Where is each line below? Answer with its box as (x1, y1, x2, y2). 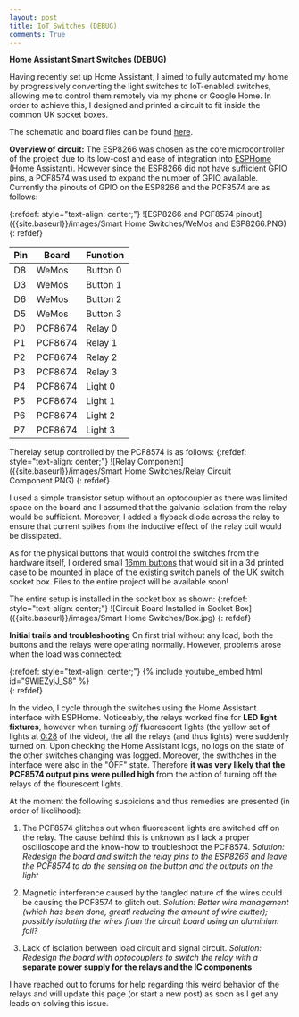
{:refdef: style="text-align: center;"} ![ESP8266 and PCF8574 (9, 209, 234, 220)
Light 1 (86, 395, 116, 408)
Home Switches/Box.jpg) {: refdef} (124, 613, 252, 624)
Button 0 (86, 265, 122, 277)
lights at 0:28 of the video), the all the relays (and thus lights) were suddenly (9, 731, 290, 742)
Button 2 (86, 293, 122, 306)
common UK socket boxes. (9, 109, 109, 121)
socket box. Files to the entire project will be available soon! (9, 576, 229, 587)
